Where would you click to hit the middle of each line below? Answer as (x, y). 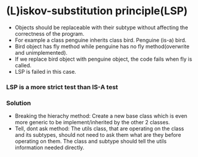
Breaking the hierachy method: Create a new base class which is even (101, 116)
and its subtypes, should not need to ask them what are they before (98, 135)
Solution (19, 103)
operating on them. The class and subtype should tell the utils (91, 142)
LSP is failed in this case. (45, 71)
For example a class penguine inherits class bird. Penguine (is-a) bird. (100, 40)
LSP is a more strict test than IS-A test (62, 87)
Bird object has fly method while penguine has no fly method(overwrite (102, 46)
